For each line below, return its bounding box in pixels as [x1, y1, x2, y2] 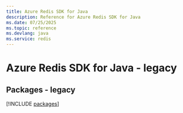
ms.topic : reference [6, 25, 57, 31]
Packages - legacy [6, 85, 75, 95]
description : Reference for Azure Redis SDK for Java [6, 14, 141, 20]
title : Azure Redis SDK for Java [6, 8, 88, 15]
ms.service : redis [6, 36, 51, 42]
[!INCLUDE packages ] [6, 101, 59, 107]
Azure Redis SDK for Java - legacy [6, 61, 178, 75]
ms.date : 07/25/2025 [6, 19, 57, 25]
